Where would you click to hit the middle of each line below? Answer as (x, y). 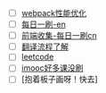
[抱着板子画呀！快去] (59, 80)
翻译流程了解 (45, 46)
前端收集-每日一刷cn (59, 36)
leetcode (37, 57)
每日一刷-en (43, 24)
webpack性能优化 (53, 13)
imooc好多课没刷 (52, 68)
